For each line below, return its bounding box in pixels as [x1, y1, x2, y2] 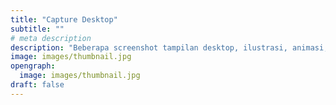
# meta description [10, 33, 92, 43]
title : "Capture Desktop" [10, 14, 118, 25]
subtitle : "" [10, 24, 65, 34]
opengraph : [10, 61, 56, 71]
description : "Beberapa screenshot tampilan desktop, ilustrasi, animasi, [10, 42, 329, 53]
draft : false [10, 80, 65, 90]
